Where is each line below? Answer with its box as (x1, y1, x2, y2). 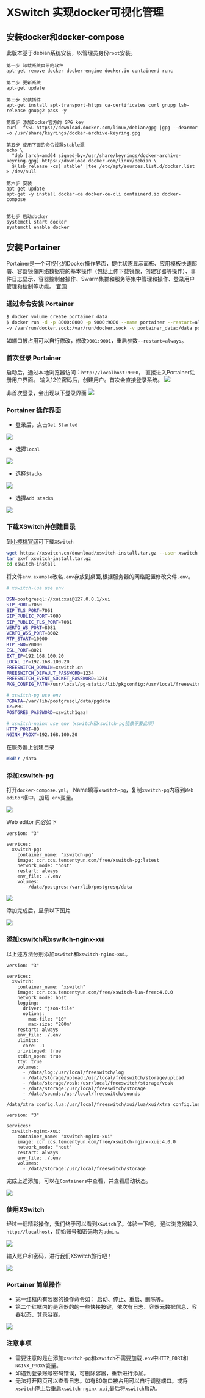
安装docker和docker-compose (6, 32, 125, 42)
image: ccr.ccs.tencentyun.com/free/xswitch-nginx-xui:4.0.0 (17, 1138, 176, 1145)
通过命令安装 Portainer (6, 299, 74, 308)
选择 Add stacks (15, 494, 54, 501)
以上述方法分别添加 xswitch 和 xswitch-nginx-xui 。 (6, 950, 131, 958)
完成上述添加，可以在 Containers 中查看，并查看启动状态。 (6, 1177, 151, 1184)
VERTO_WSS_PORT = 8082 (6, 630, 59, 636)
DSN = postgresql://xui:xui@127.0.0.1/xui (6, 596, 111, 602)
